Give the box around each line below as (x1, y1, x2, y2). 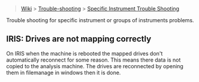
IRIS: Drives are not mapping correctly (6, 34, 152, 44)
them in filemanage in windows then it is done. (6, 69, 121, 76)
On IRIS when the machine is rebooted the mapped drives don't (6, 50, 163, 57)
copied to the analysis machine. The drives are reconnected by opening (6, 62, 184, 69)
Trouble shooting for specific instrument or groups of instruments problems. (6, 17, 194, 23)
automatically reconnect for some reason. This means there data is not (6, 56, 181, 63)
